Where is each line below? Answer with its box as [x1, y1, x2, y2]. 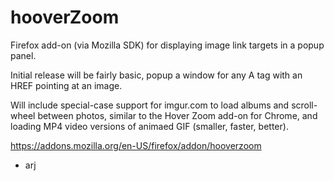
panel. [10, 49, 37, 61]
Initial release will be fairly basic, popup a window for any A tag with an [10, 69, 303, 81]
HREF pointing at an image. [10, 79, 123, 91]
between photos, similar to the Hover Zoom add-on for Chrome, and [37, 109, 318, 121]
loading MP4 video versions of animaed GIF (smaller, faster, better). [10, 120, 289, 132]
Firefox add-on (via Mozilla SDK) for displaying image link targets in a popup [10, 39, 325, 51]
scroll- [291, 99, 318, 111]
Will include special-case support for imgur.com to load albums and [10, 99, 290, 111]
